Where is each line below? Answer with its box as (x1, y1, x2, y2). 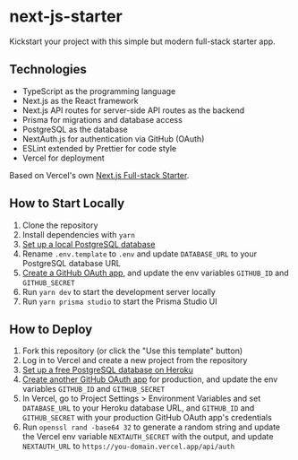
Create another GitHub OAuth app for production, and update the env (21, 374, 278, 385)
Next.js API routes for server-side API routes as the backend (21, 105, 245, 116)
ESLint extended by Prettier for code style (21, 143, 177, 153)
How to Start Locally (9, 195, 125, 212)
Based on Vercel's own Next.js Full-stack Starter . (9, 169, 190, 180)
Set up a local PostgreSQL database (21, 239, 156, 249)
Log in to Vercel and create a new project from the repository (21, 355, 248, 366)
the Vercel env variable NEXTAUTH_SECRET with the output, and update (21, 431, 274, 442)
